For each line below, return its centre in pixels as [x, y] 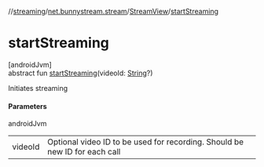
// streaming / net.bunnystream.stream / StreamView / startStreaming [113, 11]
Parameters [27, 106]
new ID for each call [84, 152]
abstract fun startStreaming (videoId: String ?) [81, 73]
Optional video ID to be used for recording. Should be [145, 142]
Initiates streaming [38, 88]
